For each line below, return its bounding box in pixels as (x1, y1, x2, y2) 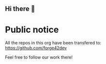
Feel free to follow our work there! (5, 54, 73, 60)
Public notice (5, 24, 59, 35)
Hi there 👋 (5, 5, 35, 13)
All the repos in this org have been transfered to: (5, 40, 102, 46)
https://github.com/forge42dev (5, 45, 67, 51)
